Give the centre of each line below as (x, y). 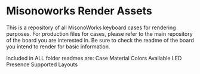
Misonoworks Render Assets (79, 11)
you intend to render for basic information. (58, 47)
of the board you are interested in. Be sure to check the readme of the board (100, 40)
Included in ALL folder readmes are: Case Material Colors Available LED (94, 58)
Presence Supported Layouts (42, 64)
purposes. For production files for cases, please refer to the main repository (99, 33)
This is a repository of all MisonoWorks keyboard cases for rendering (91, 27)
